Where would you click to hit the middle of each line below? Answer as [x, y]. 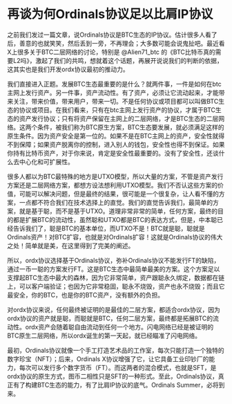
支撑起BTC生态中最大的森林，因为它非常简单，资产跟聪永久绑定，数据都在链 [116, 277]
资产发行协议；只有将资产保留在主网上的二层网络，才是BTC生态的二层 [119, 118]
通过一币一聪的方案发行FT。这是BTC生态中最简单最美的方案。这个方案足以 [114, 269]
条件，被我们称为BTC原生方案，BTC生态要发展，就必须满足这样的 [130, 127]
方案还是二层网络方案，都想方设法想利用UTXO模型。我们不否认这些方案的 [113, 185]
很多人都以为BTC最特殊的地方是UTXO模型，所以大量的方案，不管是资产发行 [115, 176]
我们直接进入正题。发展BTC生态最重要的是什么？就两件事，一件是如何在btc [115, 84]
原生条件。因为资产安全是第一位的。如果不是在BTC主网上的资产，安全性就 [113, 136]
